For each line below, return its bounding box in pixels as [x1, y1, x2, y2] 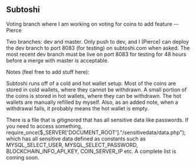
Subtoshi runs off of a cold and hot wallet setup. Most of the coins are [6, 80, 176, 87]
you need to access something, [6, 122, 83, 129]
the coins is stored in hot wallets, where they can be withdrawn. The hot [6, 92, 182, 99]
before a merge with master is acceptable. [6, 57, 109, 64]
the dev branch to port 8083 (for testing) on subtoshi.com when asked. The [6, 44, 190, 51]
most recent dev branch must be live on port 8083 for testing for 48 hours [6, 50, 187, 58]
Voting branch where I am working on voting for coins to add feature [6, 20, 172, 27]
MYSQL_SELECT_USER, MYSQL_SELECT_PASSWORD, [6, 141, 138, 148]
